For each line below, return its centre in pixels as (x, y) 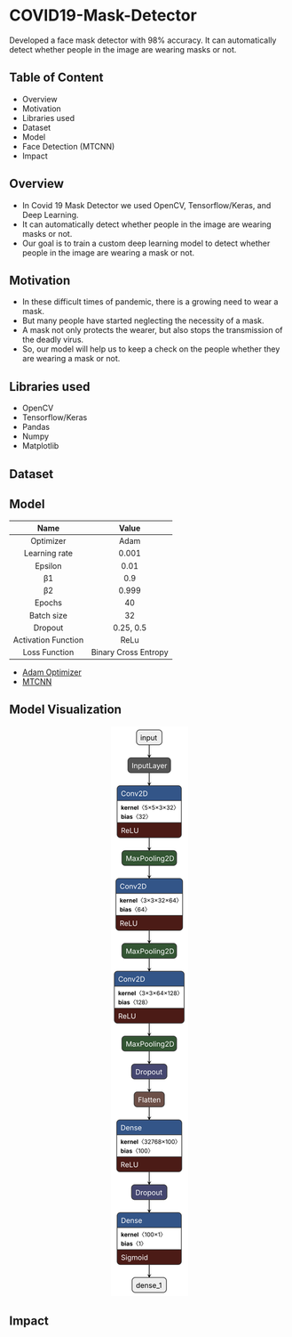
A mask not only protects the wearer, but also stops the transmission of (152, 330)
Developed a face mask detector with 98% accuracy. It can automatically (143, 40)
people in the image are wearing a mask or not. (108, 252)
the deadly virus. (53, 340)
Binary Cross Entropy (130, 652)
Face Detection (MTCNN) (68, 146)
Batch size (49, 615)
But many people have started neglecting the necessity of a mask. (143, 320)
